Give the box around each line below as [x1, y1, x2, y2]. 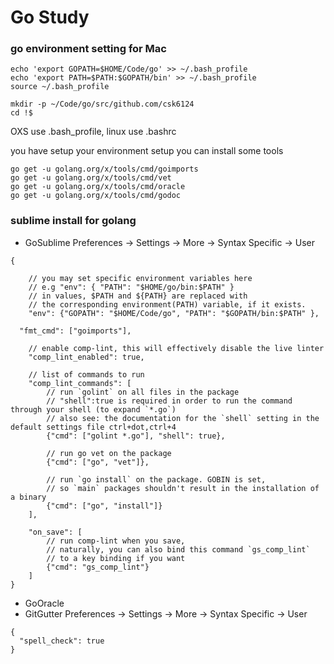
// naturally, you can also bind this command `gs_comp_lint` [46, 544, 311, 555]
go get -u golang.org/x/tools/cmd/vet [10, 173, 172, 183]
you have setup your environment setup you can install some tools [10, 145, 284, 157]
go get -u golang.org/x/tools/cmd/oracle [10, 182, 186, 192]
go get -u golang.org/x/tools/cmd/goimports [10, 164, 199, 175]
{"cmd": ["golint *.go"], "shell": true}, [46, 431, 226, 441]
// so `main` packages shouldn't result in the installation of [46, 483, 320, 493]
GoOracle [24, 597, 65, 609]
